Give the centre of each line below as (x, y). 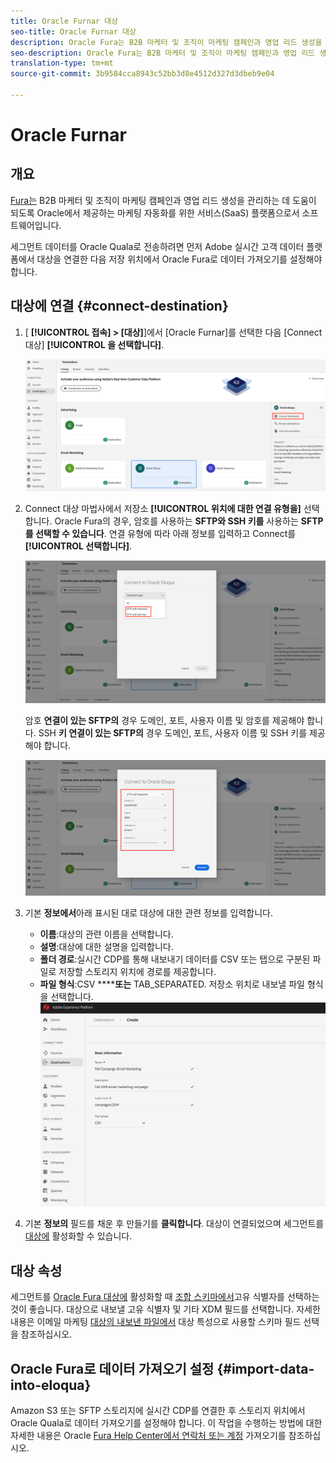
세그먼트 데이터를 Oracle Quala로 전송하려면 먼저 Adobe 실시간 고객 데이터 (157, 246)
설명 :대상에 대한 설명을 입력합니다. (106, 946)
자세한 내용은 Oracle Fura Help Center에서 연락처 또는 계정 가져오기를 (148, 1436)
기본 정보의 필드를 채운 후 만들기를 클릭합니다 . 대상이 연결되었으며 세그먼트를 (174, 1224)
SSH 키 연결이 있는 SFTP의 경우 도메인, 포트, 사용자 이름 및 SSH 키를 (173, 732)
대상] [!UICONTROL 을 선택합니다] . (94, 344)
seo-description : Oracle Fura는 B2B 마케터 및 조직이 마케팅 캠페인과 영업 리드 (163, 53)
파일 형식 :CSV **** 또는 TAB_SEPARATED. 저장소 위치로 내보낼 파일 (172, 984)
